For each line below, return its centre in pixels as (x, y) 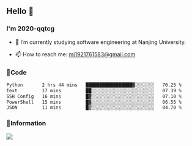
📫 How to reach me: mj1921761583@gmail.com (75, 54)
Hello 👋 (20, 11)
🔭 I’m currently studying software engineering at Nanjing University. (101, 42)
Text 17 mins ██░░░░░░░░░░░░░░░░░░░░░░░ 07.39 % (94, 90)
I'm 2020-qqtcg (31, 29)
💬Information (26, 123)
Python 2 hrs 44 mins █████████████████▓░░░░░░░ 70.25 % (94, 85)
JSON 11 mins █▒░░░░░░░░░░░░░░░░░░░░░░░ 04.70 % (94, 108)
